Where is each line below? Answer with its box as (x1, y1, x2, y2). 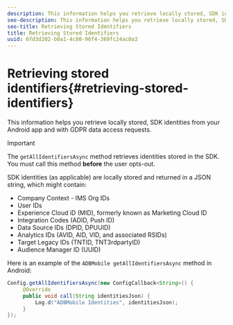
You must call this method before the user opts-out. (7, 160, 156, 168)
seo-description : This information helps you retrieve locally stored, (7, 17, 218, 24)
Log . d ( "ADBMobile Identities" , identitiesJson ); (35, 299, 178, 306)
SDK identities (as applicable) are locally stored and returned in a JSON (7, 173, 212, 182)
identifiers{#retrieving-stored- (7, 80, 189, 96)
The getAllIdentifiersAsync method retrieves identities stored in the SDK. (7, 152, 220, 161)
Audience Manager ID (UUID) (17, 245, 101, 254)
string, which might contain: (7, 181, 87, 189)
